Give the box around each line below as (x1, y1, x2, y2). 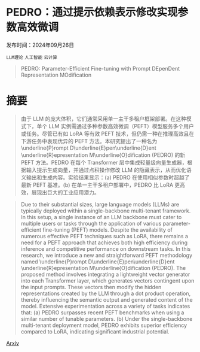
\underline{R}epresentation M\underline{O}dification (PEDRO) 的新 (20, 151, 186, 159)
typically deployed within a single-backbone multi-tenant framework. (20, 207, 191, 214)
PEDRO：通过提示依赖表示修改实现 (6, 5, 178, 19)
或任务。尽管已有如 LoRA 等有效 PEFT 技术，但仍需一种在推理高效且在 (20, 130, 195, 137)
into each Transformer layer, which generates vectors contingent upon (20, 277, 195, 284)
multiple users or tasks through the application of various (20, 220, 162, 227)
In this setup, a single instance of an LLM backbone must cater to (20, 213, 182, 220)
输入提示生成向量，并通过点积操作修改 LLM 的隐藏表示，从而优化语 (26, 166, 192, 174)
